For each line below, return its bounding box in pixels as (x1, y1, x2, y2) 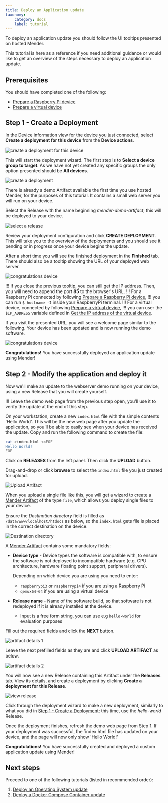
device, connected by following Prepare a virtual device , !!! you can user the (5, 304, 162, 310)
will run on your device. (5, 197, 54, 204)
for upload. (5, 473, 28, 479)
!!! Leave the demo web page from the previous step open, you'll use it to (5, 398, 156, 404)
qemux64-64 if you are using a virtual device (20, 588, 109, 594)
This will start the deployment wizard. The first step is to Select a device (5, 157, 155, 163)
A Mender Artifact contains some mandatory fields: (5, 543, 111, 549)
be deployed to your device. (5, 212, 63, 219)
